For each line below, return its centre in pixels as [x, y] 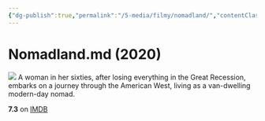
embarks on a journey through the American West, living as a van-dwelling [129, 85]
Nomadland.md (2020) [85, 54]
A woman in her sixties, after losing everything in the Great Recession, [132, 77]
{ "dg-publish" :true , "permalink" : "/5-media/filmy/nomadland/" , [112, 15]
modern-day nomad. [42, 93]
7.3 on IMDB [28, 109]
